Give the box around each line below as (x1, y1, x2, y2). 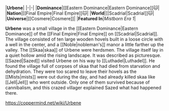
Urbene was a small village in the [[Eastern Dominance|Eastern (5, 25, 138, 31)
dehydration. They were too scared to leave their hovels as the (5, 68, 137, 75)
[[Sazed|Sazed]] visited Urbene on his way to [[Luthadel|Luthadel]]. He (5, 58, 155, 63)
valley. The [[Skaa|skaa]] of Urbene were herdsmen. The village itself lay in (5, 47, 163, 53)
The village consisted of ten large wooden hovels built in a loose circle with (5, 36, 163, 42)
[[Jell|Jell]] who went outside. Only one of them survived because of (5, 79, 150, 85)
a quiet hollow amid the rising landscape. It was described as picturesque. (5, 52, 162, 58)
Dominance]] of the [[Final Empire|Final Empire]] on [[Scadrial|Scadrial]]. (5, 31, 158, 36)
